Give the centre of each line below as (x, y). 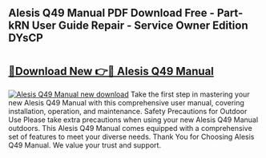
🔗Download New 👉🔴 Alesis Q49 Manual (111, 71)
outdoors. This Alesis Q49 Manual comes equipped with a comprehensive (130, 128)
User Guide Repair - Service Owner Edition (140, 26)
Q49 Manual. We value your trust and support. (85, 145)
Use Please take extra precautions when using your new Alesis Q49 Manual (133, 120)
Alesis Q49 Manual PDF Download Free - (111, 13)
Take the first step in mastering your (190, 94)
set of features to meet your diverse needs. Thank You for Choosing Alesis (131, 136)
